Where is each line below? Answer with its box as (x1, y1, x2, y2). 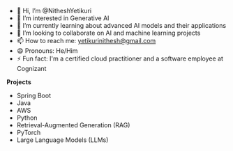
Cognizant (16, 65, 47, 72)
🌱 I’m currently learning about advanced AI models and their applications (16, 22, 227, 29)
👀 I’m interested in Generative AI (16, 14, 110, 22)
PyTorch (16, 129, 41, 136)
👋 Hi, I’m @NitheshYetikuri (16, 7, 92, 15)
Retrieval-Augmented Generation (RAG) (16, 121, 130, 129)
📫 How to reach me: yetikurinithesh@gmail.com (16, 37, 156, 45)
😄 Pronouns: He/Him (16, 47, 78, 55)
